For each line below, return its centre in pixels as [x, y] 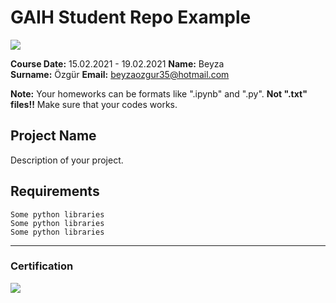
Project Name [53, 136]
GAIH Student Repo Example [131, 17]
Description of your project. [67, 160]
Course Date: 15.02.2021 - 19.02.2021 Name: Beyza [117, 63]
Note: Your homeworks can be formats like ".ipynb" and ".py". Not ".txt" [159, 93]
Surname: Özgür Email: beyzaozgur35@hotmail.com [120, 74]
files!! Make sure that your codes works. [94, 104]
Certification [42, 266]
